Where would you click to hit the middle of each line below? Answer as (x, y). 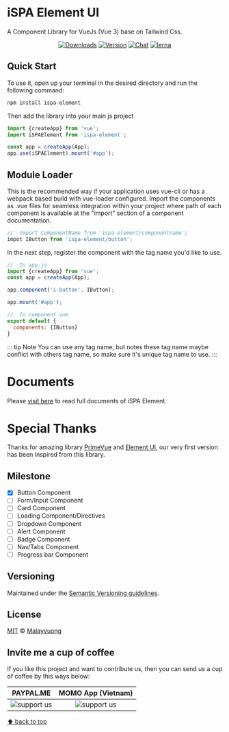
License (24, 615)
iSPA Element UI (53, 13)
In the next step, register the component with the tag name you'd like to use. (114, 252)
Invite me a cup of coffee (61, 652)
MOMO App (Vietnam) (96, 693)
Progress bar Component (53, 554)
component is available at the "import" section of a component (95, 213)
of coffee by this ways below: (49, 677)
